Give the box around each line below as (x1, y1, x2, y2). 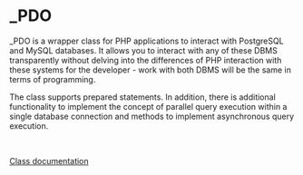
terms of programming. (9, 73, 96, 84)
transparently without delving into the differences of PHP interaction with (9, 54, 282, 65)
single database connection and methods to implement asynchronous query (9, 111, 295, 122)
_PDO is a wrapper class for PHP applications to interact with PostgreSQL (9, 35, 284, 46)
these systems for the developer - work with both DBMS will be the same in (9, 64, 292, 75)
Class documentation (9, 155, 89, 166)
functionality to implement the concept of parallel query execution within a (9, 101, 288, 112)
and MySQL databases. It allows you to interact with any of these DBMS (9, 44, 279, 55)
